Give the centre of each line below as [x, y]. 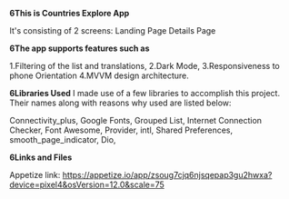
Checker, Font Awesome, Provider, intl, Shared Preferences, [121, 130]
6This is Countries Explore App [70, 13]
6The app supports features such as [80, 48]
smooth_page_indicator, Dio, [63, 139]
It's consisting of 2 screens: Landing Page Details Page [113, 30]
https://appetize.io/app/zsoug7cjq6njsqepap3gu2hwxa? [167, 175]
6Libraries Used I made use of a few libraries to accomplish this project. [144, 93]
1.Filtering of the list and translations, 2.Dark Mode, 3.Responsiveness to [144, 66]
